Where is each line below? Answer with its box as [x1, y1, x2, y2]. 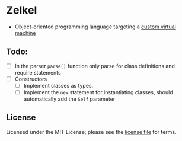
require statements [14, 69, 61, 76]
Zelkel [6, 4, 37, 17]
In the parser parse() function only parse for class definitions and [14, 62, 175, 69]
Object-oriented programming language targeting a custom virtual [14, 23, 176, 30]
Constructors [14, 75, 47, 82]
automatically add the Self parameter [23, 95, 116, 102]
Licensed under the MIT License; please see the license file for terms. [6, 128, 177, 135]
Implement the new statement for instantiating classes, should [23, 88, 173, 95]
